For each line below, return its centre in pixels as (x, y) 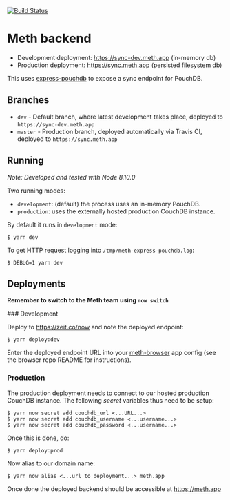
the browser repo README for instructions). (69, 360)
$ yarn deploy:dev (33, 340)
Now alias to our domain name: (51, 463)
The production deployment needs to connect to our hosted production (108, 393)
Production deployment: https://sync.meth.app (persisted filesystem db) (119, 65)
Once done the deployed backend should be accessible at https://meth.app (114, 489)
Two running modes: (36, 191)
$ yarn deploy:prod (35, 450)
